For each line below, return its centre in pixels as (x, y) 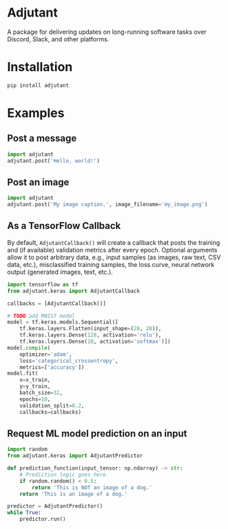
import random (28, 450)
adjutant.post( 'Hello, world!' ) (53, 161)
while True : (24, 513)
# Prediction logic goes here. (64, 475)
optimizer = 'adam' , (46, 354)
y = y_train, (35, 387)
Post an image (38, 182)
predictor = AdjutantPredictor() (55, 506)
